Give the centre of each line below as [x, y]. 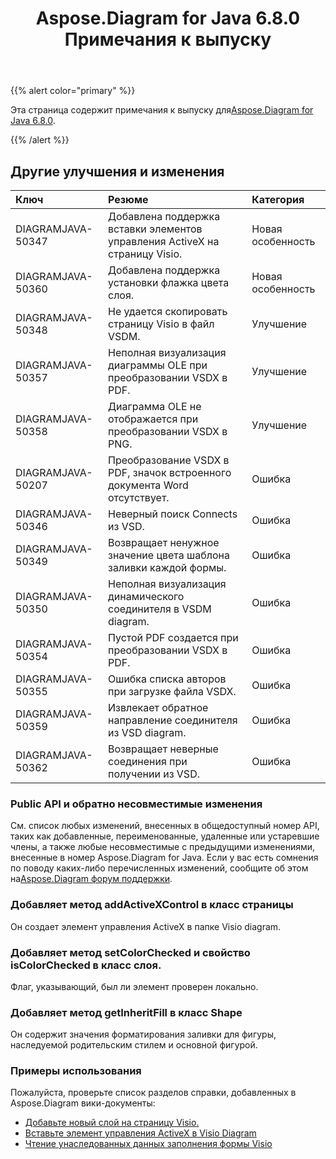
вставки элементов [155, 229]
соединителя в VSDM [160, 609]
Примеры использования [76, 1071]
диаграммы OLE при [158, 365]
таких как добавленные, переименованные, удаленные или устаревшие [165, 836]
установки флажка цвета [169, 282]
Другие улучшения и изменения [117, 171]
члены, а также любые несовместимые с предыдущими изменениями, [163, 847]
